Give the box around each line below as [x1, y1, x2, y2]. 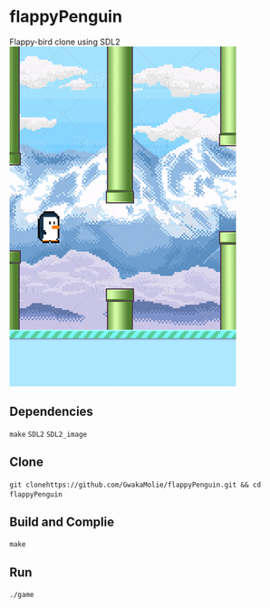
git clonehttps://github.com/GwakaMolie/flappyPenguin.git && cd [9, 480, 261, 489]
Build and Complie [9, 514, 115, 529]
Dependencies [9, 404, 93, 420]
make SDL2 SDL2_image [9, 429, 88, 439]
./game [9, 591, 34, 600]
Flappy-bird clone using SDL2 [9, 36, 121, 47]
